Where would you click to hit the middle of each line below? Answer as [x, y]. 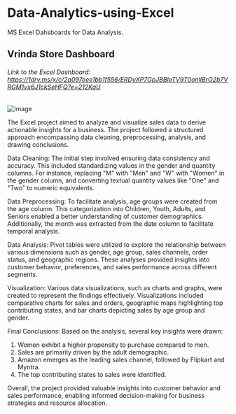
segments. [22, 274]
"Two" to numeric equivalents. [51, 187]
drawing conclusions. [38, 144]
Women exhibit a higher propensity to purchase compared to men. [113, 345]
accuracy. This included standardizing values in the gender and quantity [111, 165]
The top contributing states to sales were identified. [92, 374]
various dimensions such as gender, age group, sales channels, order [107, 252]
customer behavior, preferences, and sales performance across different [112, 266]
